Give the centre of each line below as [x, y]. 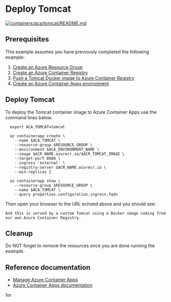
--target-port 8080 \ [37, 158]
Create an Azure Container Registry [50, 72]
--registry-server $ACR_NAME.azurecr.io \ [60, 167]
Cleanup [19, 233]
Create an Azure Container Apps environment [61, 83]
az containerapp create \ [38, 136]
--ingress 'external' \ [40, 163]
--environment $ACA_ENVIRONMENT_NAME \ [57, 149]
